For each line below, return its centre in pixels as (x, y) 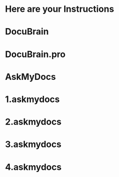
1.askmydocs (33, 99)
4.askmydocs (33, 167)
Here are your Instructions (59, 9)
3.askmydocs (33, 144)
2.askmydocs (33, 122)
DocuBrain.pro (36, 54)
